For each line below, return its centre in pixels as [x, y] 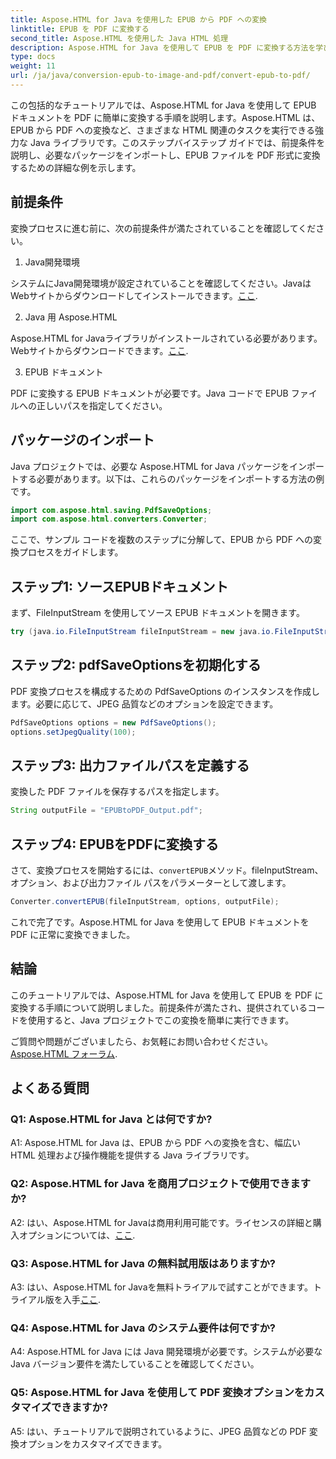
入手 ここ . [81, 1299]
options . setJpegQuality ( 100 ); [73, 732]
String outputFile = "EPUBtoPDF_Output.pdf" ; [106, 811]
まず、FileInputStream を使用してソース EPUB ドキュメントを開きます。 [157, 613]
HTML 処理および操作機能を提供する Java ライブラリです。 [132, 1155]
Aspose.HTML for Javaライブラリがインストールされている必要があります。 [166, 338]
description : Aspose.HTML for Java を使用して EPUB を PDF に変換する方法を [163, 47]
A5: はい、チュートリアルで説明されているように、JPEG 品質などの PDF [158, 1431]
